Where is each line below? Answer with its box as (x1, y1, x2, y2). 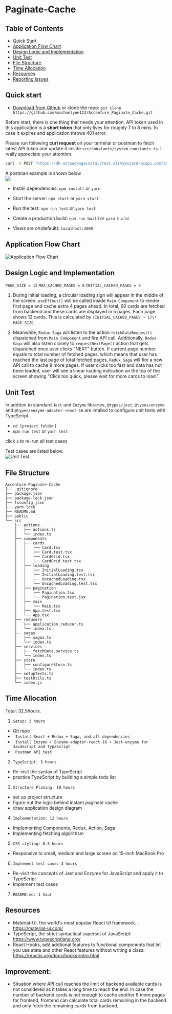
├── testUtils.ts (14, 675, 52, 681)
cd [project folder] (12, 423, 57, 429)
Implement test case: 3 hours (12, 861, 78, 866)
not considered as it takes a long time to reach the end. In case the (12, 986, 154, 992)
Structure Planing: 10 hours (12, 785, 75, 790)
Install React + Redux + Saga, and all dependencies (15, 734, 130, 739)
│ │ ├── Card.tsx (14, 545, 60, 550)
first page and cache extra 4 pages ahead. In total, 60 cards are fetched (12, 303, 165, 309)
